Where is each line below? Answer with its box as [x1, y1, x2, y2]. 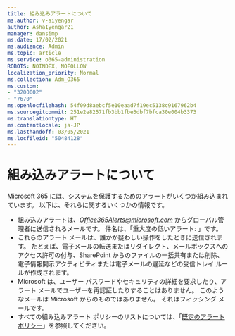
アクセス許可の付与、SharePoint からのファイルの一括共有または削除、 [17, 251, 224, 259]
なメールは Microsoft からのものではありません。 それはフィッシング [17, 295, 217, 304]
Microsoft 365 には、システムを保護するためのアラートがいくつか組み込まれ [7, 192, 229, 201]
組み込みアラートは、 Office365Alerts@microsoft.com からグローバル [17, 216, 218, 224]
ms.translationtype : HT [7, 115, 77, 122]
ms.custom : [7, 82, 39, 89]
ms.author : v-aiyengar [7, 17, 74, 24]
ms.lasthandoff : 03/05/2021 [7, 128, 90, 135]
